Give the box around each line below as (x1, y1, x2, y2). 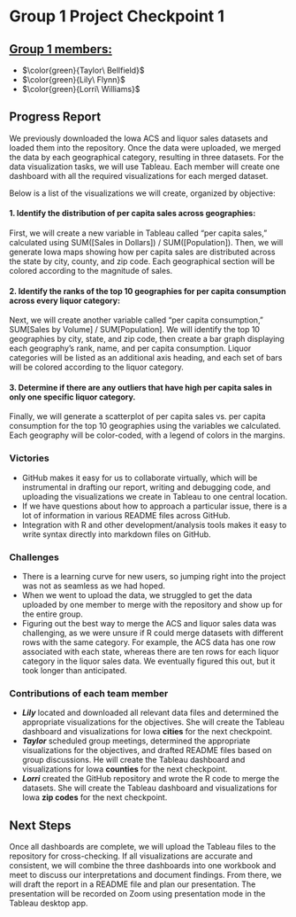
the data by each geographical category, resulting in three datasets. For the (9, 152, 285, 162)
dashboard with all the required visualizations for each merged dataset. (9, 170, 269, 181)
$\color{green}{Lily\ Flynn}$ (21, 74, 125, 85)
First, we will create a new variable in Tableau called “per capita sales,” (9, 228, 268, 238)
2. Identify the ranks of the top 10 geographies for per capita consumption (9, 285, 286, 296)
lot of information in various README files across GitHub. (21, 509, 231, 520)
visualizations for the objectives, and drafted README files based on (21, 745, 272, 756)
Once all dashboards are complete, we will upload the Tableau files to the (9, 842, 277, 852)
